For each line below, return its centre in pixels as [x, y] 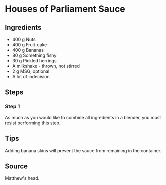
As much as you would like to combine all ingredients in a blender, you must [83, 117]
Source [17, 166]
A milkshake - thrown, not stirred [46, 66]
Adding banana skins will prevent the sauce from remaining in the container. [83, 150]
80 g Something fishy [34, 55]
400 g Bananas [28, 50]
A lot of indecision [31, 77]
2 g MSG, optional [31, 71]
